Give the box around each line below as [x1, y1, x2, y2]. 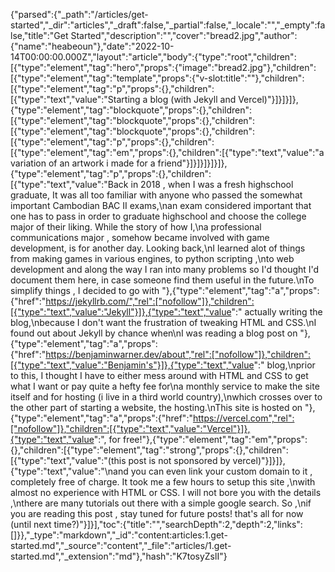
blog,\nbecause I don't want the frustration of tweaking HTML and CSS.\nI [10, 317, 317, 328]
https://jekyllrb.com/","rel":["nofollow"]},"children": [45, 295, 255, 307]
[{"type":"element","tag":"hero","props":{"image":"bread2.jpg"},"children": [10, 62, 317, 73]
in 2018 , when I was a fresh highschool [130, 179, 294, 190]
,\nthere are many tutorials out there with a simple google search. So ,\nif [10, 497, 312, 509]
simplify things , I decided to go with [10, 285, 160, 296]
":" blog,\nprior [253, 359, 316, 371]
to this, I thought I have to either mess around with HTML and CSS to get [10, 370, 309, 381]
